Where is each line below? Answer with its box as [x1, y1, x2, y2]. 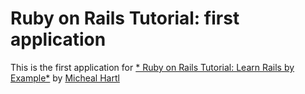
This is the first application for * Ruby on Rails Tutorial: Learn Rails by [10, 61, 295, 73]
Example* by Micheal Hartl [10, 72, 120, 84]
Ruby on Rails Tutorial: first [10, 7, 240, 30]
